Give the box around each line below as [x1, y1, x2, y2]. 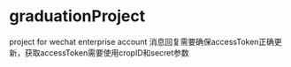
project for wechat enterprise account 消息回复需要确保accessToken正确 [9, 36, 275, 47]
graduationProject [9, 6, 146, 26]
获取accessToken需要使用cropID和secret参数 [24, 47, 190, 58]
